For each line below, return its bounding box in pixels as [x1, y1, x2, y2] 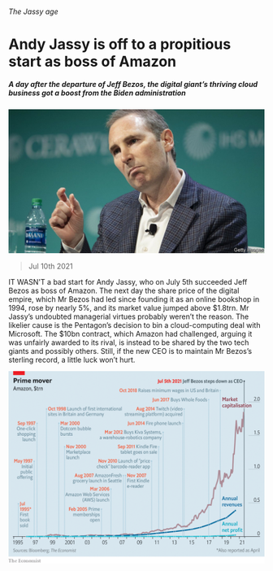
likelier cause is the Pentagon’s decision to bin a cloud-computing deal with [8, 320, 261, 330]
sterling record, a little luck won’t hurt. [8, 355, 136, 365]
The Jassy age [8, 7, 58, 16]
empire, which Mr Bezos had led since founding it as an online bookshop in [8, 294, 260, 304]
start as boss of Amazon [8, 52, 177, 71]
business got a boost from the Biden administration [8, 88, 187, 98]
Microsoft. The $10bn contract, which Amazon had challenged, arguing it [8, 329, 253, 339]
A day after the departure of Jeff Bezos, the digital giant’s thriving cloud [8, 80, 258, 89]
